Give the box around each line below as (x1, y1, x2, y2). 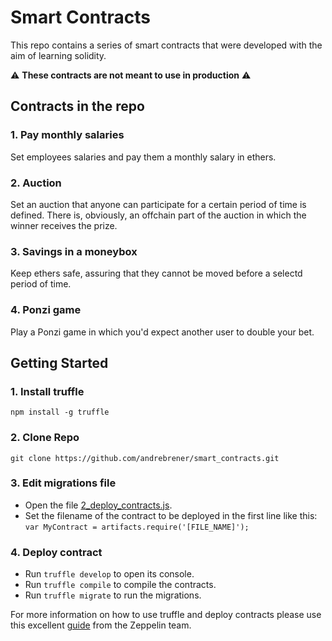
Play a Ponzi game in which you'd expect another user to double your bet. (10, 326, 315, 338)
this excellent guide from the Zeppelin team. (10, 619, 192, 631)
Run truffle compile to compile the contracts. (24, 579, 217, 591)
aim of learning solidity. (10, 49, 107, 61)
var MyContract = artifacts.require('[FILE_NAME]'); (24, 522, 250, 532)
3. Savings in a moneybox (10, 244, 138, 258)
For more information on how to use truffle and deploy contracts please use (10, 609, 322, 621)
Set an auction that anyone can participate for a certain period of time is (10, 198, 307, 210)
